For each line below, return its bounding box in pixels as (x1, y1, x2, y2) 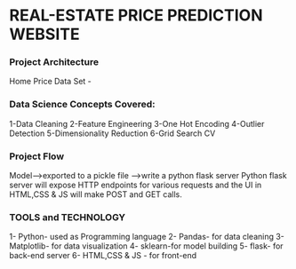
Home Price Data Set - (9, 76, 92, 87)
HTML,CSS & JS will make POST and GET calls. (9, 189, 182, 200)
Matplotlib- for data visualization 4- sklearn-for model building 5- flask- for (9, 241, 284, 251)
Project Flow (9, 150, 65, 162)
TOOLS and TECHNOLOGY (9, 211, 126, 223)
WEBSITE (9, 24, 80, 44)
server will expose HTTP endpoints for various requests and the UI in (9, 179, 262, 191)
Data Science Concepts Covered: (9, 99, 156, 111)
